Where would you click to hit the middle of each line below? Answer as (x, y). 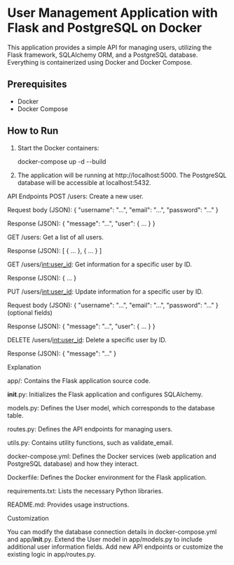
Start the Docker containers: (58, 148)
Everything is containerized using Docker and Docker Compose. (100, 62)
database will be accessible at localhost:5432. (84, 182)
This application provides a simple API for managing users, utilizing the (110, 47)
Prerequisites (37, 85)
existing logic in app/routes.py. (51, 554)
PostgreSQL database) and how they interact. (73, 463)
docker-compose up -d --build (62, 161)
